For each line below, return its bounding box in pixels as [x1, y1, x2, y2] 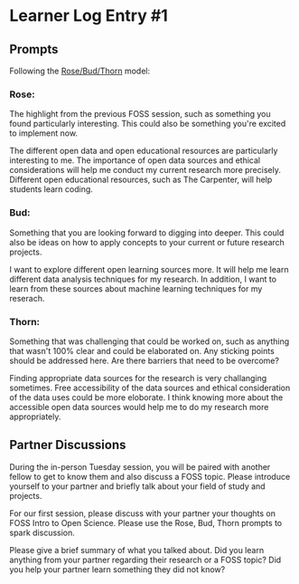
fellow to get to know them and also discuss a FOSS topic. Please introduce [9, 471, 291, 482]
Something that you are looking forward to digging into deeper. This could [9, 227, 285, 238]
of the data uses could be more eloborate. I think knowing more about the [9, 391, 284, 403]
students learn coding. [9, 184, 93, 195]
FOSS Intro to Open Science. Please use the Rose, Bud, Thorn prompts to [9, 517, 283, 528]
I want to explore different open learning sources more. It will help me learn [9, 263, 289, 274]
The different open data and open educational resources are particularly [9, 146, 278, 157]
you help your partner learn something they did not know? [9, 563, 226, 575]
